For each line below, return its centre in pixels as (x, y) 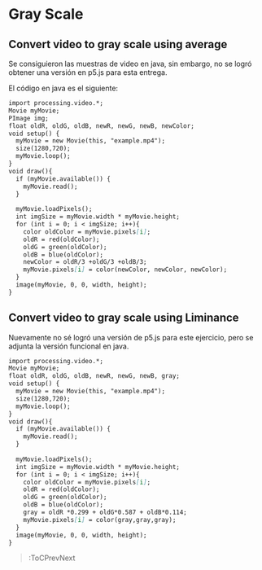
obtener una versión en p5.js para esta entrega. (88, 72)
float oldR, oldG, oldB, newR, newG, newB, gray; (94, 376)
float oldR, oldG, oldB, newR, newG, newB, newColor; (102, 126)
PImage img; (28, 118)
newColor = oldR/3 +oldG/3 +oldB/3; (85, 262)
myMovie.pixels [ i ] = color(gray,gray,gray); (100, 520)
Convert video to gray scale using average (118, 44)
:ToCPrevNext (52, 558)
